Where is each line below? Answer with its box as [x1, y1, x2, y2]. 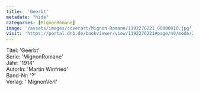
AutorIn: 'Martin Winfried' [6, 66, 69, 73]
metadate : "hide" [6, 14, 49, 20]
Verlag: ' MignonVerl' [6, 78, 57, 86]
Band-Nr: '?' [6, 72, 36, 79]
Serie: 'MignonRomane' [6, 53, 63, 60]
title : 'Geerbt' [6, 8, 49, 15]
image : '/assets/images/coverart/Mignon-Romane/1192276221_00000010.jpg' [6, 25, 192, 31]
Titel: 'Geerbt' [6, 47, 40, 54]
